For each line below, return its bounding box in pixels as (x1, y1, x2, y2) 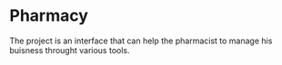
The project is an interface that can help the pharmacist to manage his (9, 35, 273, 46)
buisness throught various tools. (9, 44, 130, 55)
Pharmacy (9, 5, 89, 26)
